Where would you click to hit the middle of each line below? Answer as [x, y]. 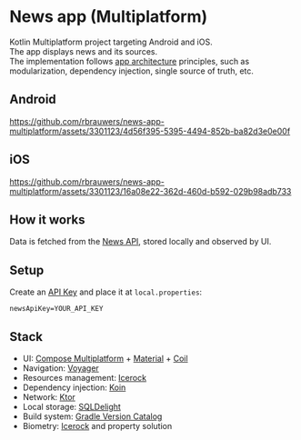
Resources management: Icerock [85, 378]
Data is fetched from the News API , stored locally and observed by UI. [140, 242]
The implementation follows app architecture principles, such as [130, 61]
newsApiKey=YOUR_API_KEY [56, 309]
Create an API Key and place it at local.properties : [106, 292]
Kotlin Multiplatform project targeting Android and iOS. [111, 42]
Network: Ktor [49, 397]
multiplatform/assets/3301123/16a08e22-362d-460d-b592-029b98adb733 [150, 191]
